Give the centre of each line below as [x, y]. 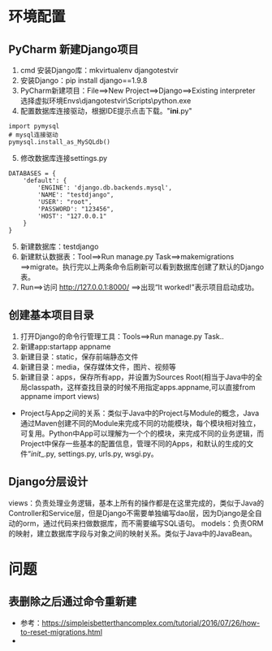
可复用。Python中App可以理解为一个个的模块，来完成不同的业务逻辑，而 [142, 433]
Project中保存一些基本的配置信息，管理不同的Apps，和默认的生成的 [133, 443]
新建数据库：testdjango [59, 246]
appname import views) [60, 396]
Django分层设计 [48, 482]
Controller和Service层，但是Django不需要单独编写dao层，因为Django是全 [132, 513]
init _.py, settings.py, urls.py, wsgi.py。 [94, 454]
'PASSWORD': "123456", [76, 209]
